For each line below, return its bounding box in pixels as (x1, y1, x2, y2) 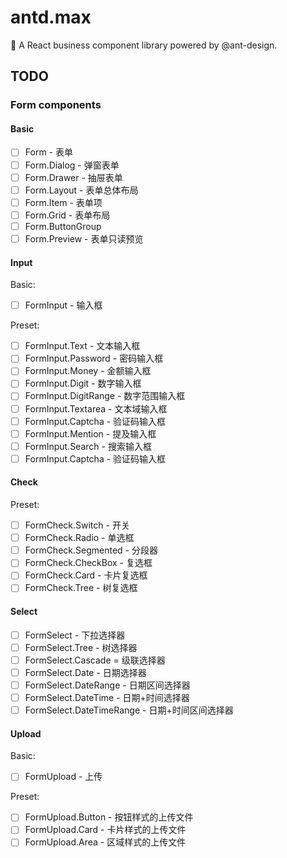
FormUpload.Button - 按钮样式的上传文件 (24, 811, 194, 823)
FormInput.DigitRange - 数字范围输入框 (24, 390, 186, 402)
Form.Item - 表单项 (24, 196, 103, 208)
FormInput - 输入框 (24, 299, 103, 311)
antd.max (10, 6, 92, 29)
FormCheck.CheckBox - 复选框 (24, 557, 153, 569)
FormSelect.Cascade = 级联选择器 (24, 654, 166, 666)
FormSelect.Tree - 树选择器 (24, 641, 138, 653)
